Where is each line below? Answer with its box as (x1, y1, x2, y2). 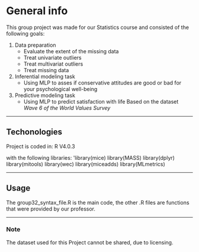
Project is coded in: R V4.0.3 (6, 143, 75, 150)
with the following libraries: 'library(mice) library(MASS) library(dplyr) (6, 154, 175, 161)
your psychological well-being (23, 85, 98, 92)
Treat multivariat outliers (23, 60, 84, 67)
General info (6, 4, 68, 18)
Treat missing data (23, 66, 69, 73)
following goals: (6, 30, 45, 37)
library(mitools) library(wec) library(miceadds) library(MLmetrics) (6, 160, 166, 167)
